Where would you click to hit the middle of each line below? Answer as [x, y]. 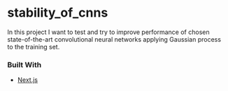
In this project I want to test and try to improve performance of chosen [108, 32]
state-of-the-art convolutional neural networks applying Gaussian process [114, 39]
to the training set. [34, 47]
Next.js [28, 80]
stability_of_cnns [58, 13]
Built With [24, 65]
